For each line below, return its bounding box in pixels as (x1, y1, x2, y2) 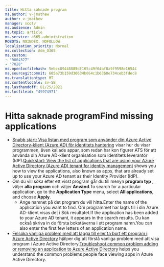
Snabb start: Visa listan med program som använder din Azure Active (12, 137, 152, 143)
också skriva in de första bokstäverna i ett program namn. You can (19, 220, 153, 226)
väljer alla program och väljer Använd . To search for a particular (12, 184, 141, 190)
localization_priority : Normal (5, 44, 69, 49)
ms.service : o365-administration (5, 35, 73, 40)
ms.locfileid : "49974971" (5, 89, 58, 94)
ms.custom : (5, 52, 27, 58)
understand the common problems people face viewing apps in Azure (12, 251, 153, 257)
